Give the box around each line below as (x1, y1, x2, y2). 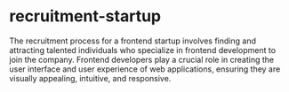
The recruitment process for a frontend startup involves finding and (9, 35, 256, 46)
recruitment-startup (9, 6, 162, 27)
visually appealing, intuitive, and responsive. (9, 73, 172, 83)
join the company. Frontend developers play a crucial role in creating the (9, 54, 274, 65)
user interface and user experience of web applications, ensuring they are (9, 64, 281, 74)
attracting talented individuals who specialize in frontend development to (9, 44, 277, 55)
